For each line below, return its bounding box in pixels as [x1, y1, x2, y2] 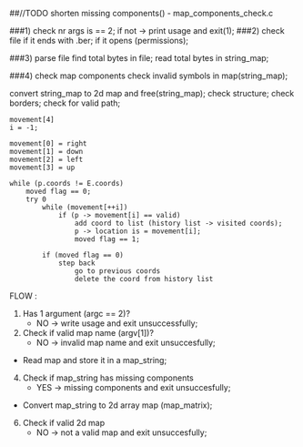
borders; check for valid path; [9, 97, 121, 108]
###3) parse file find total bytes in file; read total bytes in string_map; [9, 53, 269, 63]
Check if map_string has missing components [22, 372, 194, 383]
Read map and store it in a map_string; [22, 355, 167, 365]
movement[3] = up [9, 163, 76, 172]
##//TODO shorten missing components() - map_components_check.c [9, 8, 274, 18]
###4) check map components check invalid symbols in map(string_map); [9, 70, 288, 81]
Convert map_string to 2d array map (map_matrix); [22, 400, 213, 411]
